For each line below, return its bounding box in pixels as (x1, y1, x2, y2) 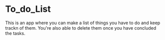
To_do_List (5, 3, 51, 15)
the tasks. (5, 30, 25, 36)
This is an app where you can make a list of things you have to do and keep (5, 20, 160, 26)
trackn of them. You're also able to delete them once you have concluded (5, 25, 156, 31)
